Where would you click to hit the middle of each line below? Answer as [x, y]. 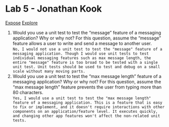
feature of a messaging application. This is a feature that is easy [88, 102]
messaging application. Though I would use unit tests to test [81, 54]
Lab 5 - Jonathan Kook [54, 9]
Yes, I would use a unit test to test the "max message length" [82, 98]
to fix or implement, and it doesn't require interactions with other [89, 107]
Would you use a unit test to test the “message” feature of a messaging [87, 32]
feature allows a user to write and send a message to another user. [82, 43]
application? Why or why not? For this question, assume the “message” [87, 38]
